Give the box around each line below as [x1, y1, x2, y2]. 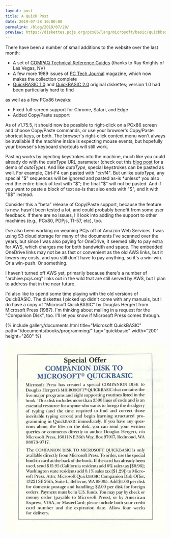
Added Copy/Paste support [12, 112, 70, 118]
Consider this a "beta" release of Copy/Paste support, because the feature [5, 202, 162, 208]
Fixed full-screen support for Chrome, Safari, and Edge [12, 107, 128, 113]
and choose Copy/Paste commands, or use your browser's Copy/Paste [5, 128, 154, 134]
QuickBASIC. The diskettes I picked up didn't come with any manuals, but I [5, 296, 162, 302]
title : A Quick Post [5, 13, 49, 19]
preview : [5, 30, 24, 35]
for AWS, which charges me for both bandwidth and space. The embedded [5, 244, 163, 250]
